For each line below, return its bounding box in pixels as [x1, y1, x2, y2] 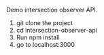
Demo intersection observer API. [6, 6, 98, 14]
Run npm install [16, 33, 60, 41]
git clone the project [16, 19, 73, 26]
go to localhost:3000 [16, 41, 75, 48]
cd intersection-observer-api [16, 26, 98, 34]
